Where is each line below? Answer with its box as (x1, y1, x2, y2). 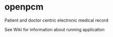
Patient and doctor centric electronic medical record (4, 17, 109, 23)
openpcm (4, 1, 44, 12)
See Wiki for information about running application (4, 26, 105, 32)
